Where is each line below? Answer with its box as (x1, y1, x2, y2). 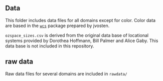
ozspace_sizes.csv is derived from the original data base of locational (5, 32, 149, 38)
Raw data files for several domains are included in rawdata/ (5, 70, 127, 76)
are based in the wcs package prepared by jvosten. (5, 22, 110, 28)
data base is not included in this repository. (5, 42, 94, 49)
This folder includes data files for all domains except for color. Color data (5, 17, 156, 23)
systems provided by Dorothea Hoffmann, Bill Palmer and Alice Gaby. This (5, 37, 158, 43)
